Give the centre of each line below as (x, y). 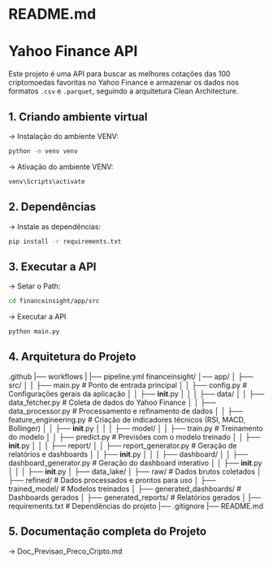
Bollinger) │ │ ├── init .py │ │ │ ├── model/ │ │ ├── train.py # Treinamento (136, 428)
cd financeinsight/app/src (54, 302)
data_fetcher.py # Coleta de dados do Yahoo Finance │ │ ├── (113, 402)
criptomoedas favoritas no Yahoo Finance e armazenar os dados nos (124, 83)
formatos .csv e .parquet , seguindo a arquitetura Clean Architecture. (123, 91)
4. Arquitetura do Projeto (72, 357)
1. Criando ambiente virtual (78, 117)
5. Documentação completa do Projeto (108, 532)
